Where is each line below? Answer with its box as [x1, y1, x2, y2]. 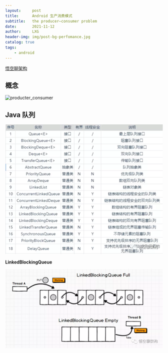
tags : [5, 45, 16, 50]
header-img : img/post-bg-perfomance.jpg [5, 34, 91, 39]
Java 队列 [5, 110, 35, 119]
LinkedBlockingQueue [5, 259, 52, 265]
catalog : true [5, 40, 35, 45]
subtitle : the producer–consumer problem [5, 18, 97, 23]
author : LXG [5, 29, 39, 34]
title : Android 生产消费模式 [5, 13, 72, 18]
